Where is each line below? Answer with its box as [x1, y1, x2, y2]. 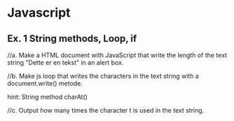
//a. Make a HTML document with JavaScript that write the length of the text [7, 51, 228, 59]
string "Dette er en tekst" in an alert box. [7, 58, 124, 67]
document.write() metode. [7, 79, 83, 88]
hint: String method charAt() [7, 92, 88, 101]
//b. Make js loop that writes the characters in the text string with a [7, 72, 200, 80]
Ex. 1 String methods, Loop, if [7, 33, 137, 45]
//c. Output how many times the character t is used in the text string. [7, 106, 205, 114]
